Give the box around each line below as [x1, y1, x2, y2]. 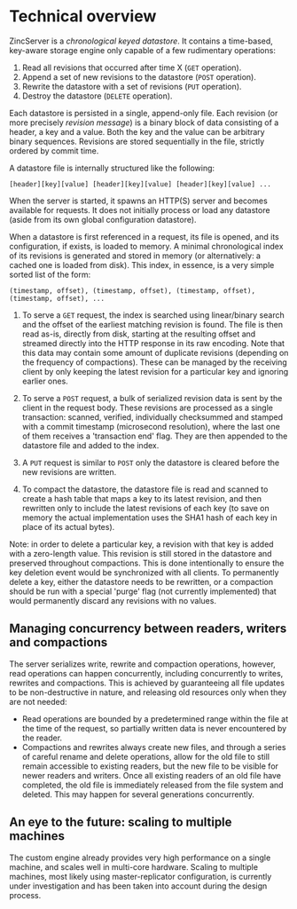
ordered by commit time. [9, 145, 99, 156]
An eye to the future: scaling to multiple [9, 815, 232, 830]
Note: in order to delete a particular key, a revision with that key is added [9, 539, 274, 549]
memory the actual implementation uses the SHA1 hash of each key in [21, 512, 277, 523]
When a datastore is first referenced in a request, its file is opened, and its [9, 231, 279, 241]
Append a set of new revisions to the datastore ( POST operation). [21, 71, 257, 82]
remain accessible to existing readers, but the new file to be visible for [21, 761, 279, 771]
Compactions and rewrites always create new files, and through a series [21, 741, 286, 752]
